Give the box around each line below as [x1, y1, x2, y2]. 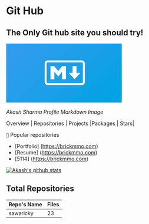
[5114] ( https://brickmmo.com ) [14, 155, 89, 162]
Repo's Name [8, 201, 42, 208]
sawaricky [8, 209, 34, 216]
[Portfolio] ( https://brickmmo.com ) [14, 143, 98, 150]
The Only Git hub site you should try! [6, 28, 144, 38]
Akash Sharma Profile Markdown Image [6, 108, 104, 116]
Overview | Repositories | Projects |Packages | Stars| [6, 120, 134, 127]
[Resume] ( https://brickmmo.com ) [14, 149, 98, 156]
